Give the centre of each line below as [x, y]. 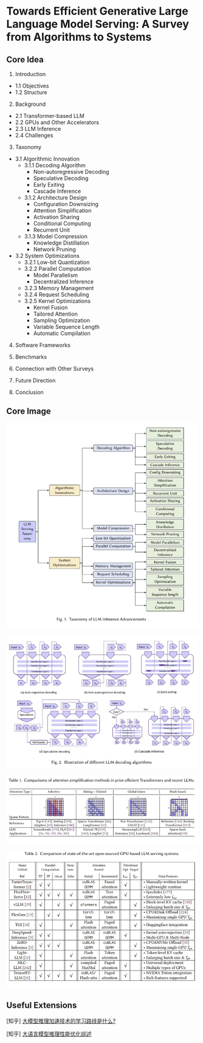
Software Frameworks [43, 345]
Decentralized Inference [64, 282]
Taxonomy [28, 147]
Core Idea [25, 59]
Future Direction [35, 380]
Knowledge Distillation [61, 243]
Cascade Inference [57, 191]
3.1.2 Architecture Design [55, 198]
